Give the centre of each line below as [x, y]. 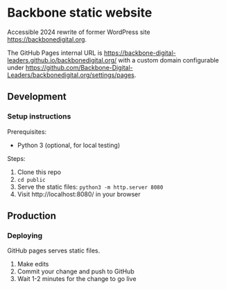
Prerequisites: [27, 131]
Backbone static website [80, 13]
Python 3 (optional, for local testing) [69, 145]
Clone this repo [39, 172]
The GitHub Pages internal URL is [55, 53]
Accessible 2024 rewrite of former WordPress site [79, 32]
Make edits [33, 264]
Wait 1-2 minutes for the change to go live [77, 279]
